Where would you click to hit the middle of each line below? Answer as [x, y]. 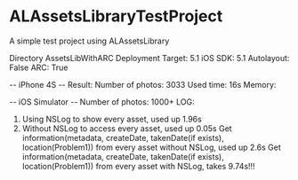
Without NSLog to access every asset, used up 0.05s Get [127, 128]
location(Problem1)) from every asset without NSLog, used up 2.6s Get [152, 147]
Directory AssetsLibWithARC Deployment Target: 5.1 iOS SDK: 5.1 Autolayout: [149, 58]
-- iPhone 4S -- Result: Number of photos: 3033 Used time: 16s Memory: [143, 84]
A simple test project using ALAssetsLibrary [89, 41]
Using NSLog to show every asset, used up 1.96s [112, 119]
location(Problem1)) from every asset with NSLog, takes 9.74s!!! [138, 166]
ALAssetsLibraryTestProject [116, 16]
